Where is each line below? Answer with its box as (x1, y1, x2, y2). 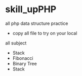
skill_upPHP (5, 4, 57, 15)
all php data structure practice (5, 20, 68, 26)
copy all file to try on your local (12, 30, 77, 36)
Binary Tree (12, 60, 37, 66)
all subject (5, 40, 27, 46)
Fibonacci (12, 55, 33, 61)
